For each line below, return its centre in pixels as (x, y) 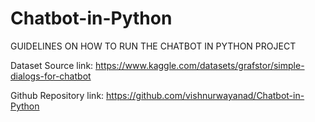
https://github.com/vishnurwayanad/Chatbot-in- (205, 95)
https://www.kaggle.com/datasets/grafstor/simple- (200, 65)
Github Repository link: (57, 95)
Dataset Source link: (52, 65)
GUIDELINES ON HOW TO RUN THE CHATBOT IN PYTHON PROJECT (153, 46)
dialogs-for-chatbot (51, 76)
